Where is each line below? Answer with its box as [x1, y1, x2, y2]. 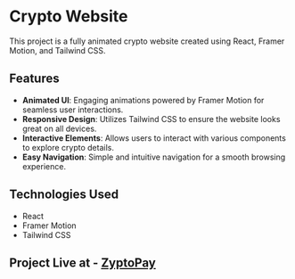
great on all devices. [21, 123, 97, 134]
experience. [21, 160, 67, 171]
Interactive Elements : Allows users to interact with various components [21, 132, 287, 144]
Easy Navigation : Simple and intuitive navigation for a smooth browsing [21, 152, 286, 162]
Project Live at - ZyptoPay [9, 255, 156, 270]
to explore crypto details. [21, 142, 114, 152]
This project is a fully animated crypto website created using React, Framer [9, 36, 285, 46]
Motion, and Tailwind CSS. [9, 45, 106, 55]
